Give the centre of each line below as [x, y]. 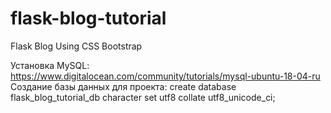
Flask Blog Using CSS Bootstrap [76, 46]
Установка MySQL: [50, 65]
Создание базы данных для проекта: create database [123, 86]
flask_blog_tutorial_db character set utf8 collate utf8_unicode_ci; [143, 97]
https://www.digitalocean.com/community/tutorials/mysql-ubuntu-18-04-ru [165, 76]
